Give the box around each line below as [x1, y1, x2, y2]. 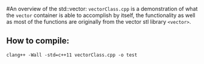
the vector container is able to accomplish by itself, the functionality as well [6, 12, 196, 19]
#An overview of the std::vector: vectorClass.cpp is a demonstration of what [6, 5, 198, 12]
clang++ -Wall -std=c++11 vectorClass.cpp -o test [6, 52, 138, 58]
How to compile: [6, 36, 69, 46]
